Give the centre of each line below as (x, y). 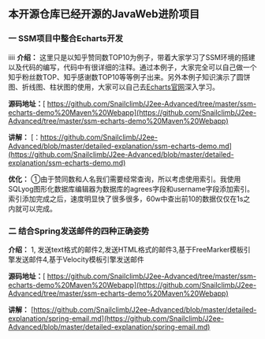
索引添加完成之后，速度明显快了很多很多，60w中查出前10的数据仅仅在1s (126, 199)
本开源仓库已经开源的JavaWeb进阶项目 (104, 14)
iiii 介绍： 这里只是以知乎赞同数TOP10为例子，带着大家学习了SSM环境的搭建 (132, 57)
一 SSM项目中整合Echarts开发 (66, 39)
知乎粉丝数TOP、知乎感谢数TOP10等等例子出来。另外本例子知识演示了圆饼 (129, 76)
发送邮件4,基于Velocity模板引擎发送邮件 (79, 259)
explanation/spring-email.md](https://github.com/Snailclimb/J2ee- (116, 319)
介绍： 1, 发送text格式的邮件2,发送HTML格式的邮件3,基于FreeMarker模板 (126, 249)
